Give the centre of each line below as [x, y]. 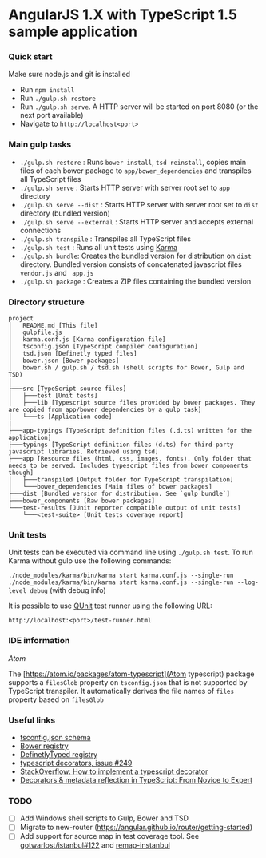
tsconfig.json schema [55, 737]
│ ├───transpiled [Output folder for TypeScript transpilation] [121, 480]
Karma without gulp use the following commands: [90, 561]
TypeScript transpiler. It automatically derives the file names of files [121, 691]
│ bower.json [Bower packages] [64, 361]
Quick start [31, 57]
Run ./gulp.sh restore [58, 99]
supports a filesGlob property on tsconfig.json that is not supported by [128, 682]
